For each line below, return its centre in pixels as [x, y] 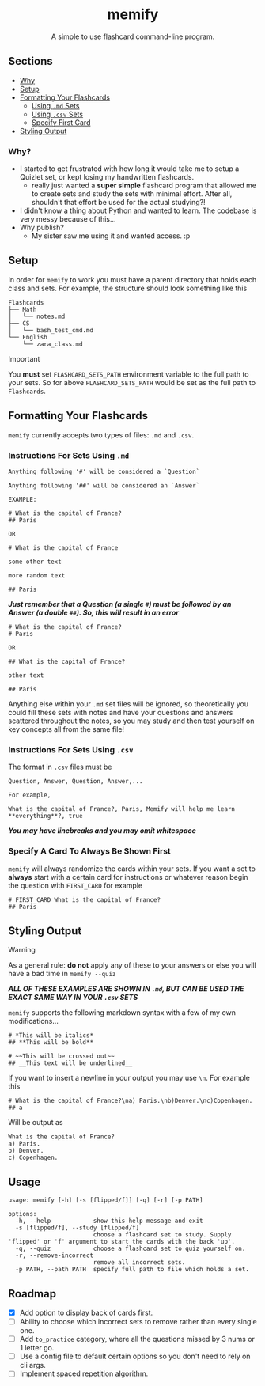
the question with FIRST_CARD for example [76, 885]
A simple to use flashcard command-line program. [133, 36]
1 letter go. [37, 1348]
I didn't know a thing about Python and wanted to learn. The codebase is [138, 210]
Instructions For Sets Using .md [69, 455]
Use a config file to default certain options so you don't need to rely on [135, 1356]
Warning [22, 950]
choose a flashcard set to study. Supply [162, 1235]
